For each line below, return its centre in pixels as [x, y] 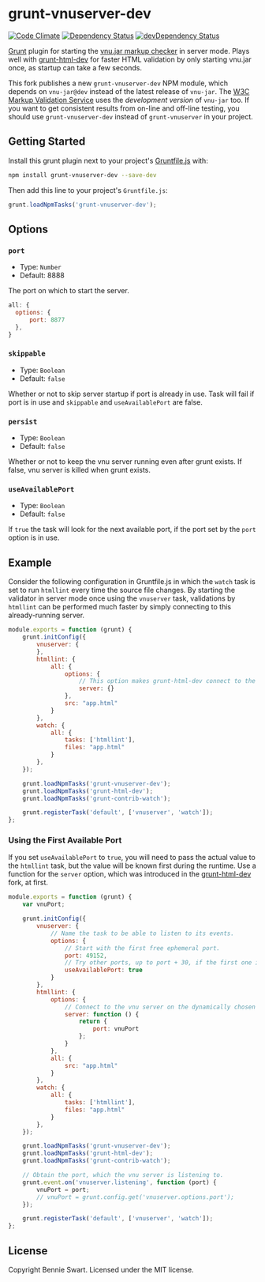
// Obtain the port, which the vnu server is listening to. [123, 1175]
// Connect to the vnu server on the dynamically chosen [160, 1007]
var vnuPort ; [44, 905]
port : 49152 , [86, 956]
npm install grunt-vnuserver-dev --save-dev [82, 175]
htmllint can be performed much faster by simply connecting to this [119, 607]
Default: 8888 [42, 275]
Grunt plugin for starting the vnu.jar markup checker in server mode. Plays [129, 51]
